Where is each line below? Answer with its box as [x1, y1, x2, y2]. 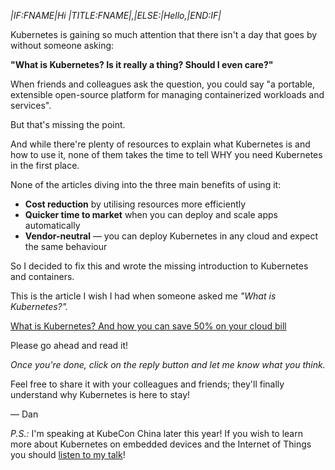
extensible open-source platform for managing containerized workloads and [10, 89, 325, 100]
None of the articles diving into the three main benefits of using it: [10, 179, 282, 190]
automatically [24, 220, 81, 231]
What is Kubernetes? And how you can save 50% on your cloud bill [10, 320, 287, 332]
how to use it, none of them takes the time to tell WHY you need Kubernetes [10, 149, 323, 160]
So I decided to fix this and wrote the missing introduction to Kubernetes [10, 260, 309, 272]
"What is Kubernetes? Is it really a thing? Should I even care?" [10, 59, 274, 70]
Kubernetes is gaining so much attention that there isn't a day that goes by [10, 29, 318, 40]
